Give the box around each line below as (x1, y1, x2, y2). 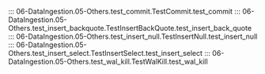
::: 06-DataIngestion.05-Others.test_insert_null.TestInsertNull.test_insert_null (8, 31, 258, 41)
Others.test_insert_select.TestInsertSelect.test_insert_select (8, 49, 203, 57)
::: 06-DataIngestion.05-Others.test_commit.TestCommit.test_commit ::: (8, 7, 241, 16)
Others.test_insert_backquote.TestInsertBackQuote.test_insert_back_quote (8, 24, 252, 32)
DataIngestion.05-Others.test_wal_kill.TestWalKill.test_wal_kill (8, 57, 208, 66)
